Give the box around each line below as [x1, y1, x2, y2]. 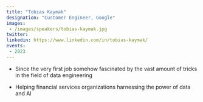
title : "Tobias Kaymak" [6, 8, 67, 15]
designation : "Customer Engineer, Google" [6, 15, 115, 21]
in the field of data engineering [15, 71, 93, 79]
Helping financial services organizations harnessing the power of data [15, 83, 191, 90]
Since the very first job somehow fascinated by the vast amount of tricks [15, 65, 198, 72]
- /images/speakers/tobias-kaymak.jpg [9, 25, 108, 32]
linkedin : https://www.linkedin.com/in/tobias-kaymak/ [6, 37, 148, 43]
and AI [15, 89, 32, 97]
